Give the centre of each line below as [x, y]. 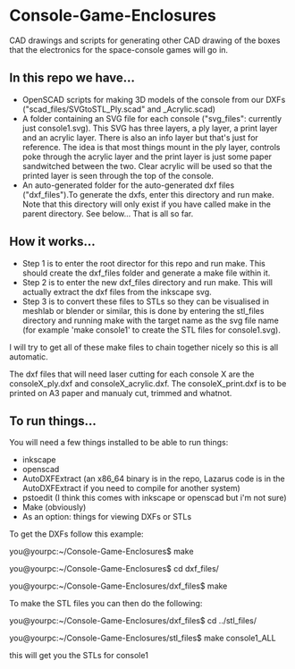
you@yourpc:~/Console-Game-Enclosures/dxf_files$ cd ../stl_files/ [133, 621]
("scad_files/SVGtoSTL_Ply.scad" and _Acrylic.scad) [119, 109]
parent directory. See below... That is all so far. [108, 213]
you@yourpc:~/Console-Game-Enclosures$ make [101, 552]
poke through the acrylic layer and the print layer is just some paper [147, 157]
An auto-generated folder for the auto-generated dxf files [128, 185]
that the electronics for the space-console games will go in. [119, 49]
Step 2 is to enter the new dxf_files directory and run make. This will [147, 282]
